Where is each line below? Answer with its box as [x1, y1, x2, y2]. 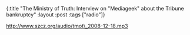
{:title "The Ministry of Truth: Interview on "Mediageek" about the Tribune [6, 5, 184, 12]
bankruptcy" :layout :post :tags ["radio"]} [6, 11, 105, 18]
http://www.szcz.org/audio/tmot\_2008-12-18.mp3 [6, 23, 128, 29]
